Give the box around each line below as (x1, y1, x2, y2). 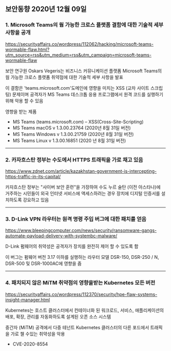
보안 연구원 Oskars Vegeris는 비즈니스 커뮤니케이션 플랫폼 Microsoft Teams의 (5, 68, 162, 74)
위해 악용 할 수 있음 (5, 97, 43, 103)
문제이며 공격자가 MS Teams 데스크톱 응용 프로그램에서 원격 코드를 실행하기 (12, 91, 164, 97)
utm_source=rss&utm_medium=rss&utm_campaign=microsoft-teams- (5, 51, 152, 58)
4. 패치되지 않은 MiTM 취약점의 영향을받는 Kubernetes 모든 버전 (5, 279, 156, 286)
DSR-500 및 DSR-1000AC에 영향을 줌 (5, 260, 82, 266)
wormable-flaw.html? (5, 46, 50, 52)
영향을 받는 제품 (5, 109, 37, 115)
